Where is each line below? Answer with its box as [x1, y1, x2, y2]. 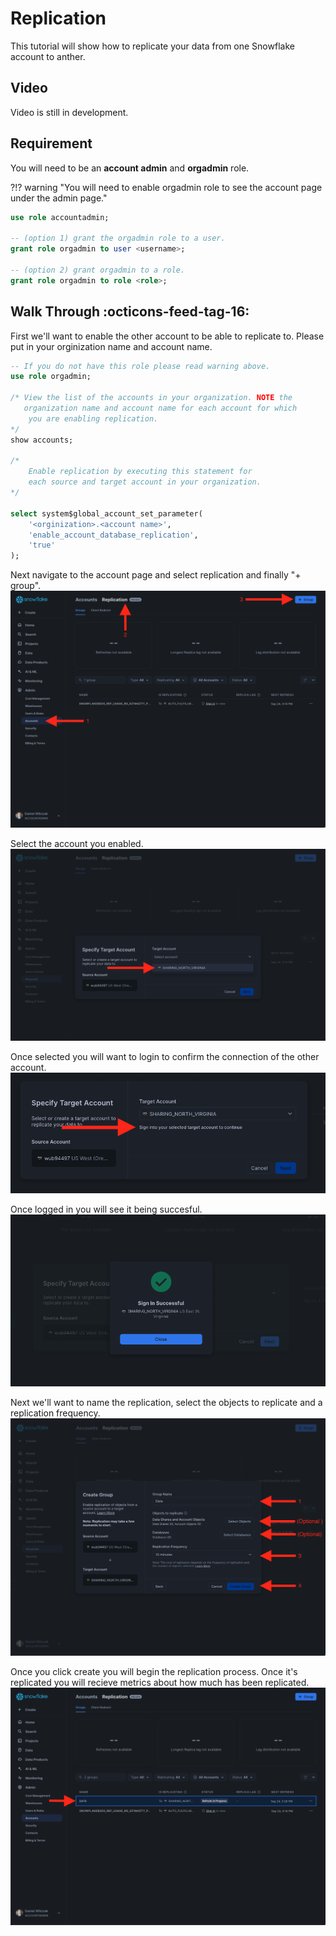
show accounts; [10, 435, 74, 445]
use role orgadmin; [10, 372, 92, 382]
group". [10, 580, 42, 592]
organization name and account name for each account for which [23, 403, 298, 413]
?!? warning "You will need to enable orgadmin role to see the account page [10, 181, 323, 193]
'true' [28, 540, 56, 551]
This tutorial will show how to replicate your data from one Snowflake [10, 40, 295, 52]
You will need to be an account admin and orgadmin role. [10, 162, 250, 174]
